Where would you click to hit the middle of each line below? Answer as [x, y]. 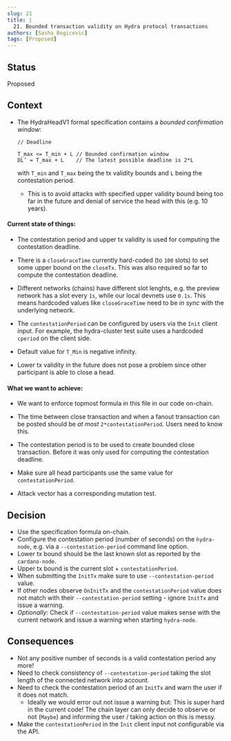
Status [22, 67]
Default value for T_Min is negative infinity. [77, 351]
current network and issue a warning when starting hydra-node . [107, 620]
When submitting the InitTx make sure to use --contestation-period [115, 575]
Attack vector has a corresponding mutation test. [87, 493]
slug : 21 [20, 13]
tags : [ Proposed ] [32, 39]
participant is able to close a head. [66, 372]
